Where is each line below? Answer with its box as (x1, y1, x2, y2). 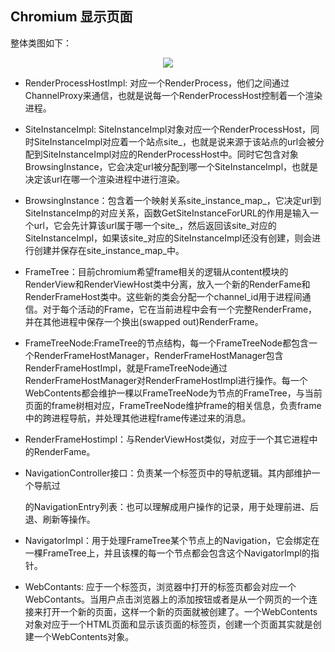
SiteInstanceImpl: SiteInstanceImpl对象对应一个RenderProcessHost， (24, 123, 311, 135)
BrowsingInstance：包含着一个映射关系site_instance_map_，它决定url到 (24, 194, 322, 206)
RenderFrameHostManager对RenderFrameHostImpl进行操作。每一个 (24, 374, 308, 386)
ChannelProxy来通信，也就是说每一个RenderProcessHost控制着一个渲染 (24, 89, 323, 101)
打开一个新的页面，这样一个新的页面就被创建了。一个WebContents (42, 605, 318, 617)
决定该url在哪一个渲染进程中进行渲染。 (24, 173, 185, 185)
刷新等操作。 (42, 513, 96, 525)
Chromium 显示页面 (10, 8, 133, 26)
